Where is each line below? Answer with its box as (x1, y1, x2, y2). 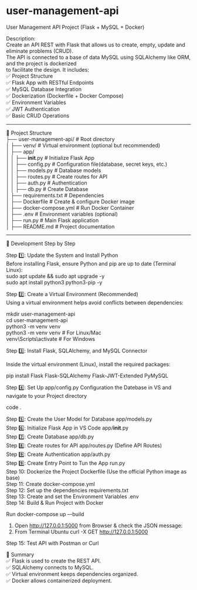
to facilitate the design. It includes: (6, 66, 90, 73)
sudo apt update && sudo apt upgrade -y (6, 272, 105, 280)
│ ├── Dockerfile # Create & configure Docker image (6, 198, 135, 205)
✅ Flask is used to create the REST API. (6, 557, 101, 564)
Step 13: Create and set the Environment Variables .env (6, 492, 139, 500)
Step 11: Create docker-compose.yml (6, 480, 95, 487)
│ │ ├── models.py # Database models (6, 166, 101, 174)
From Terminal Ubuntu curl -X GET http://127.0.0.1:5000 (14, 528, 148, 535)
